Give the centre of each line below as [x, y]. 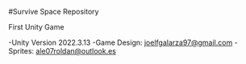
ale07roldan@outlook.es [76, 51]
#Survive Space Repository [54, 12]
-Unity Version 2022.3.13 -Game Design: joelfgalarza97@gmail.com [121, 42]
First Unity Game [36, 27]
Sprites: [21, 51]
